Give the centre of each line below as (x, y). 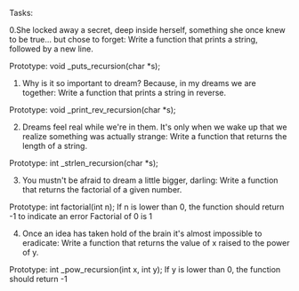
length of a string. (54, 146)
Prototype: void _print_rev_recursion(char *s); (93, 110)
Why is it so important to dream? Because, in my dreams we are (139, 83)
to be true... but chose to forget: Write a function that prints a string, (133, 39)
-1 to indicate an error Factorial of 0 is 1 (81, 216)
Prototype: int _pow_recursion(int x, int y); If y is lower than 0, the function (145, 269)
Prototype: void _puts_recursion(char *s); (85, 66)
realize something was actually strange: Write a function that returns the (154, 136)
